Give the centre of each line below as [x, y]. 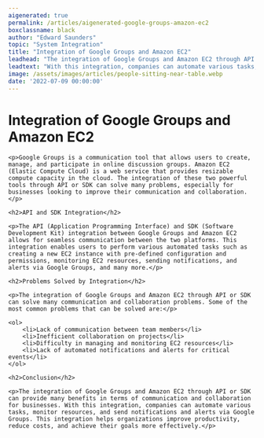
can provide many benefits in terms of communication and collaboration [130, 399]
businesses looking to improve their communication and [101, 192]
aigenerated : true [38, 15]
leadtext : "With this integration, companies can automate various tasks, [133, 67]
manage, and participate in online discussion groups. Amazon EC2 [119, 165]
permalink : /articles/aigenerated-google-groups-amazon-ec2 [109, 23]
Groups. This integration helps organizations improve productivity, [125, 419]
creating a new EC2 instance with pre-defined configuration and [117, 254]
